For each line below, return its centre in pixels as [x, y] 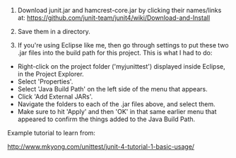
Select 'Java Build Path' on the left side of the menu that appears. [112, 89]
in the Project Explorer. [51, 74]
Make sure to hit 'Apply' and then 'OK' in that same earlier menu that [117, 112]
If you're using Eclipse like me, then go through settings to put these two [123, 45]
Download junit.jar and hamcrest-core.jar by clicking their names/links [119, 10]
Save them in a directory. [54, 32]
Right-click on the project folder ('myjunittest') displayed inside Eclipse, [122, 66]
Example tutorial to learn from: [51, 133]
